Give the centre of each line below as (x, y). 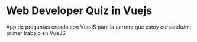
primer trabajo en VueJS (36, 33)
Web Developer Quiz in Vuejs (79, 11)
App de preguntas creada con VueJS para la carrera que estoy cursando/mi (98, 27)
